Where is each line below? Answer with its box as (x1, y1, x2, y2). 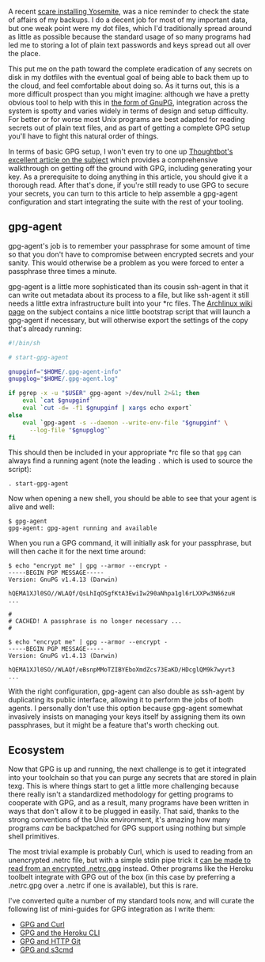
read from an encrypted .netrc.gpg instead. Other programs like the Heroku (8, 864, 254, 873)
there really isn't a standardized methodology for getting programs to (8, 789, 233, 799)
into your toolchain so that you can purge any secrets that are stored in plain (8, 773, 257, 782)
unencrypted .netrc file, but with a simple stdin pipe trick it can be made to (8, 855, 252, 865)
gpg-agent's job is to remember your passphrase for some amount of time (8, 241, 251, 250)
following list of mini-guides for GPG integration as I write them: (8, 904, 215, 914)
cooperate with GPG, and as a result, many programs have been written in (8, 798, 249, 808)
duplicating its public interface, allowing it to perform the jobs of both (8, 695, 234, 705)
